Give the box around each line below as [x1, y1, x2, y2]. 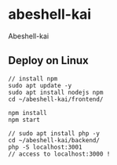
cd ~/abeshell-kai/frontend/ [8, 95, 104, 103]
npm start [8, 116, 41, 124]
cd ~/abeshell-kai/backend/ [8, 136, 101, 144]
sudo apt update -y [8, 81, 72, 89]
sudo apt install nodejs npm [8, 88, 104, 96]
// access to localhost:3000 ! [8, 150, 111, 158]
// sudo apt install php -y [8, 129, 101, 138]
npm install [8, 109, 47, 117]
